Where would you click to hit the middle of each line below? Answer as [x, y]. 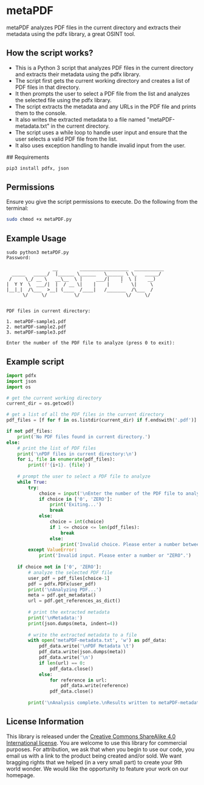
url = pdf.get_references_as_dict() [74, 601]
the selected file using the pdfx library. [63, 100]
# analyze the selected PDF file [70, 573]
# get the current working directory [54, 398]
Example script [36, 362]
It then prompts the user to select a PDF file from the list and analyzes [102, 93]
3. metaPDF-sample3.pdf [36, 332]
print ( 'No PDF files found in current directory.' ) [84, 437]
